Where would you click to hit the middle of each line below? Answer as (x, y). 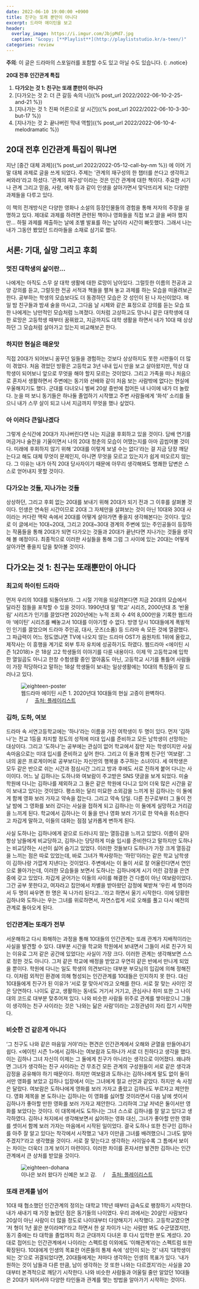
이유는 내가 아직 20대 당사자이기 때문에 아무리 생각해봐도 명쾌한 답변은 (101, 463)
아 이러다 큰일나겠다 (33, 420)
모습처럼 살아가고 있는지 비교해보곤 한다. (70, 327)
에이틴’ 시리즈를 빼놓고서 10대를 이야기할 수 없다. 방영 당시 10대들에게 (94, 622)
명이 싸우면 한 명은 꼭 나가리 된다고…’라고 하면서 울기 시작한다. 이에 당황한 (104, 893)
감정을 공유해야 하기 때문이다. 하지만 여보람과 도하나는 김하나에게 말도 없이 (92, 1074)
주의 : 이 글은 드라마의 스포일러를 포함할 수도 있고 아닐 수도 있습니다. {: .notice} (97, 62)
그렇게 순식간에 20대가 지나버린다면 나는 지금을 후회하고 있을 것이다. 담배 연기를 (99, 434)
